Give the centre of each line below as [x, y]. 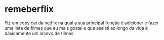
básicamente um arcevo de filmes [39, 33]
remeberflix [29, 9]
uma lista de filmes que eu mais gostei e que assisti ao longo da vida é [76, 28]
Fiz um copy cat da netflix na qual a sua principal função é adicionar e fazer [82, 23]
